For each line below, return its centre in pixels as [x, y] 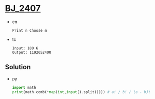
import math [24, 87]
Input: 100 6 [25, 48]
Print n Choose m [29, 30]
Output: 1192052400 [32, 52]
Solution [18, 67]
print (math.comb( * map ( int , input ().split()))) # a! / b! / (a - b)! [81, 92]
